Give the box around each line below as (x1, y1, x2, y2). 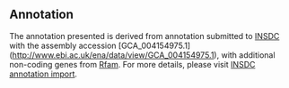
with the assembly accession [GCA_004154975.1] (9, 40, 191, 51)
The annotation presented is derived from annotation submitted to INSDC (9, 30, 280, 41)
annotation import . (9, 68, 78, 79)
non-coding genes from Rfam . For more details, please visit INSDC (9, 59, 256, 69)
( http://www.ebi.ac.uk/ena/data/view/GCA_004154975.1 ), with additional (9, 49, 276, 60)
